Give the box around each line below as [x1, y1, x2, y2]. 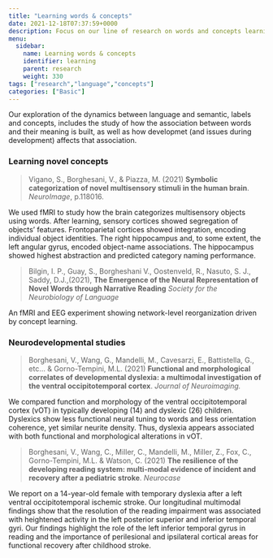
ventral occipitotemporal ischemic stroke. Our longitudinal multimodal [8, 497, 241, 507]
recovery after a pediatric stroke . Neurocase [28, 473, 181, 482]
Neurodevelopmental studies [8, 336, 126, 348]
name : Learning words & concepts [23, 50, 136, 58]
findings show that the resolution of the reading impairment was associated [8, 505, 262, 516]
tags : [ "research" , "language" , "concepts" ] [8, 80, 154, 88]
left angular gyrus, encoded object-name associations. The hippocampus [8, 241, 254, 252]
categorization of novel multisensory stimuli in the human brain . [28, 183, 249, 192]
